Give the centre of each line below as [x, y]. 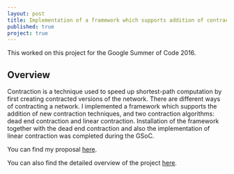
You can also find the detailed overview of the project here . [92, 163]
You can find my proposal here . [52, 150]
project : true [28, 33]
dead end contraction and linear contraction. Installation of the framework [113, 121]
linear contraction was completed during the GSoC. [81, 136]
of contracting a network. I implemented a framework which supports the [112, 106]
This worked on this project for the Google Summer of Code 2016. [102, 53]
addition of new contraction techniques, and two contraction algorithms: [111, 114]
